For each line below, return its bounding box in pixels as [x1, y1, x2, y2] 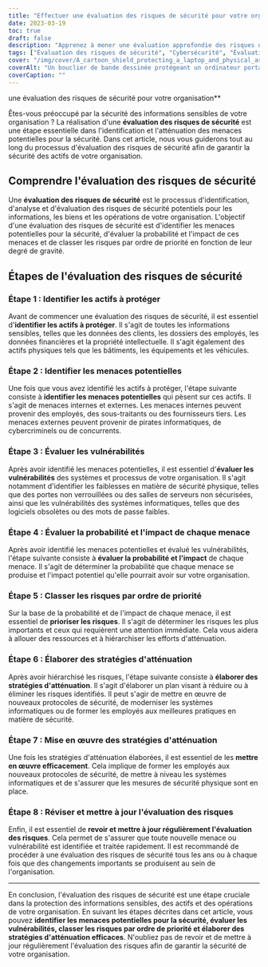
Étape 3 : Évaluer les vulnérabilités [8, 446, 145, 457]
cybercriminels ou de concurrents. [8, 426, 122, 436]
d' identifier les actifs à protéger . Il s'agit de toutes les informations [8, 320, 230, 330]
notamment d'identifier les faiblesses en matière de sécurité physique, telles [8, 481, 259, 491]
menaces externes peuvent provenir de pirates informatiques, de [8, 417, 222, 428]
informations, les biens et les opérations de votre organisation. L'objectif [8, 213, 246, 222]
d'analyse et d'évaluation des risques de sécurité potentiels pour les [8, 204, 233, 213]
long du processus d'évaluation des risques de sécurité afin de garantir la [8, 142, 250, 152]
